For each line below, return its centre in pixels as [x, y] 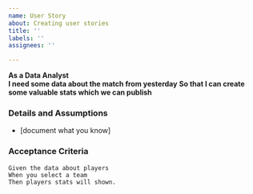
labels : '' [26, 38]
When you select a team [48, 175]
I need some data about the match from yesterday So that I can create [127, 84]
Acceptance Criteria [48, 152]
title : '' [25, 30]
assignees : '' [32, 46]
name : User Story [37, 16]
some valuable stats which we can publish [80, 92]
